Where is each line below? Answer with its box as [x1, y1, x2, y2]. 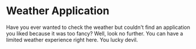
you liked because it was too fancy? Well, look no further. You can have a [6, 30, 184, 37]
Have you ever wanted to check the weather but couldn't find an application [6, 24, 190, 31]
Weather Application [6, 4, 110, 18]
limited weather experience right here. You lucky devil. [6, 36, 138, 43]
